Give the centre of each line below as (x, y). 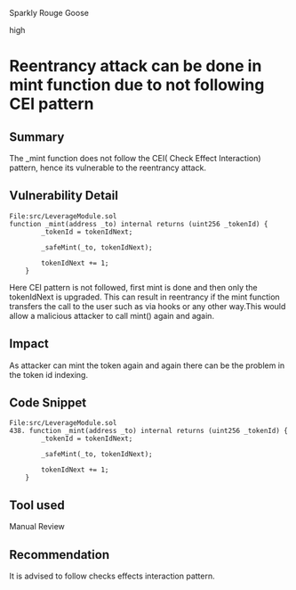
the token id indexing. (49, 374)
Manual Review (37, 527)
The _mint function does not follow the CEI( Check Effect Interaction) (135, 158)
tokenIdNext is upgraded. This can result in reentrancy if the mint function (144, 297)
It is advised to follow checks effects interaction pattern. (112, 576)
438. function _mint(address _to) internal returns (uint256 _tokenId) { (149, 431)
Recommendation (59, 555)
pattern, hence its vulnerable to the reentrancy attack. (108, 168)
